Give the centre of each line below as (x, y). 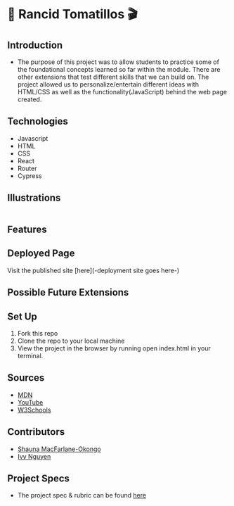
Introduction (35, 45)
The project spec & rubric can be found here (82, 495)
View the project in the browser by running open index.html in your (114, 348)
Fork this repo (38, 334)
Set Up (22, 316)
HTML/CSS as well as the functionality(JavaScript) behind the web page (122, 92)
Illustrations (34, 198)
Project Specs (39, 479)
